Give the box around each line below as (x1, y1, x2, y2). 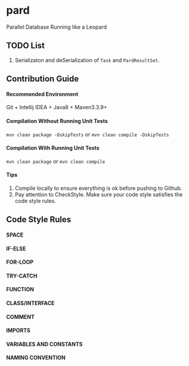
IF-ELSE (6, 245, 26, 252)
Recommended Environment (6, 90, 79, 97)
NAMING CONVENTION (6, 354, 66, 361)
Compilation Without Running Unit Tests (6, 117, 109, 124)
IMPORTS (6, 327, 31, 334)
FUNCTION (6, 286, 35, 293)
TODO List (6, 41, 45, 51)
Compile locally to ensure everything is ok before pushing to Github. (14, 184, 182, 192)
